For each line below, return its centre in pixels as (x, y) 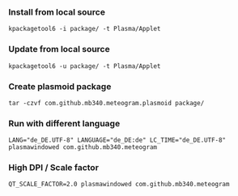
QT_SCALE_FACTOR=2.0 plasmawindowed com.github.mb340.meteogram (119, 185)
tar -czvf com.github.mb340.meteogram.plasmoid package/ (106, 103)
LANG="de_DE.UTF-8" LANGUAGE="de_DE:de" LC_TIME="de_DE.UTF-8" (117, 140)
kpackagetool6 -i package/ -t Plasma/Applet (85, 29)
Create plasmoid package (60, 86)
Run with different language (64, 123)
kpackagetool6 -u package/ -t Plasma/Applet (85, 66)
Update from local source (59, 49)
